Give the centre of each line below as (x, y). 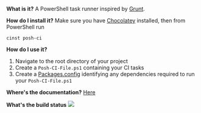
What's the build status (37, 105)
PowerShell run (25, 27)
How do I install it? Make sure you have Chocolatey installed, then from (96, 20)
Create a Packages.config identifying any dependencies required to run (105, 74)
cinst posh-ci (24, 38)
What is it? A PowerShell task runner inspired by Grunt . (76, 9)
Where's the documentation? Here (51, 92)
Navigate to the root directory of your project (71, 61)
